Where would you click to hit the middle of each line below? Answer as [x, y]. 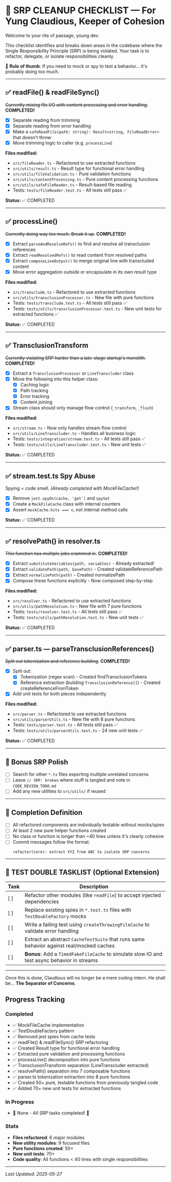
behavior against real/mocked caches [70, 946]
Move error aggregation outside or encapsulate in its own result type [84, 272]
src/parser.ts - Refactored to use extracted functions [69, 714]
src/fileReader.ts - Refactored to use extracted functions [74, 163]
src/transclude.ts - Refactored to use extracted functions [74, 292]
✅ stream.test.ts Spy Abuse [50, 476]
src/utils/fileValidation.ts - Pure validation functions [72, 174]
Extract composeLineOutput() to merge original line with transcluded [83, 261]
